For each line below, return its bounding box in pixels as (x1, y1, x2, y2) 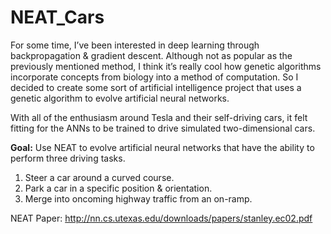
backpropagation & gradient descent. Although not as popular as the (10, 49, 293, 61)
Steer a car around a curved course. (24, 171, 175, 183)
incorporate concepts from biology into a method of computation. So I (10, 71, 299, 83)
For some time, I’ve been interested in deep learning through (10, 39, 260, 51)
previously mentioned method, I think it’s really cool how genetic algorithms (10, 60, 322, 72)
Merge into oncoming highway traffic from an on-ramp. (24, 192, 253, 205)
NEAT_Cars (10, 6, 105, 29)
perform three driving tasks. (10, 152, 126, 164)
